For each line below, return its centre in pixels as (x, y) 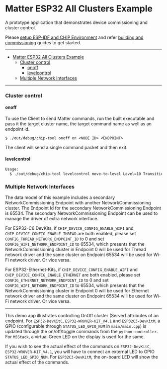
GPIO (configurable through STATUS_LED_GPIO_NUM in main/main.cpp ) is (76, 326)
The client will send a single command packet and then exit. (66, 148)
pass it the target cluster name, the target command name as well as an (78, 124)
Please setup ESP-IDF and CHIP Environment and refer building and (74, 37)
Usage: (12, 170)
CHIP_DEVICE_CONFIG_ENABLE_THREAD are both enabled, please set (71, 234)
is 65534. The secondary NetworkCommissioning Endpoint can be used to (82, 213)
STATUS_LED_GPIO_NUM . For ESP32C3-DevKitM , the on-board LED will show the (82, 357)
